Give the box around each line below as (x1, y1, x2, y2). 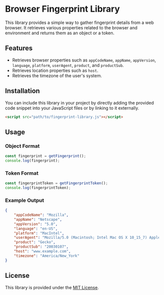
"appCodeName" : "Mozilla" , (14, 212, 69, 218)
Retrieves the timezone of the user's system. (12, 72, 102, 79)
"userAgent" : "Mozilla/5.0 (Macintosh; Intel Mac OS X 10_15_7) (14, 235, 147, 240)
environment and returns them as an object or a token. (5, 30, 115, 36)
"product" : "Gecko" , (14, 240, 56, 245)
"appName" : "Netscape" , (14, 217, 62, 222)
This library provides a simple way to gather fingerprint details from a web (5, 20, 154, 25)
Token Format (5, 169, 39, 176)
